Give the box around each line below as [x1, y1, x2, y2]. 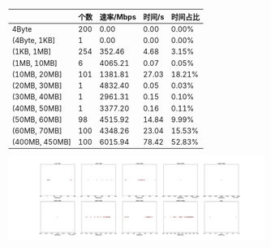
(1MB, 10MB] [11, 58, 58, 67]
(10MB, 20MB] [11, 69, 62, 79]
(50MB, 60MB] [11, 115, 62, 124]
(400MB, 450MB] [11, 137, 71, 147]
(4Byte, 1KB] [11, 36, 56, 45]
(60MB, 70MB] [11, 126, 62, 135]
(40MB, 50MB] [11, 103, 62, 113]
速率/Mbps [99, 11, 136, 21]
